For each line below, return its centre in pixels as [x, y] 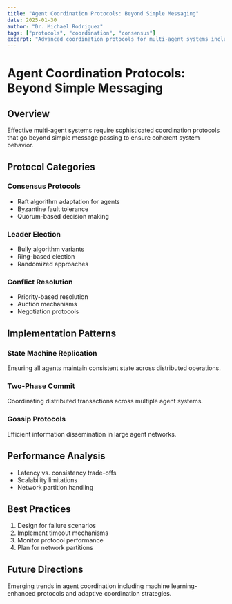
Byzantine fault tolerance [53, 209]
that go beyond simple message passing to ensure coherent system [104, 138]
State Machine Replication [52, 353]
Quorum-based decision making [63, 216]
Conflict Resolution [40, 282]
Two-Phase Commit [41, 386]
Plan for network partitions [55, 548]
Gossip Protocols [37, 419]
